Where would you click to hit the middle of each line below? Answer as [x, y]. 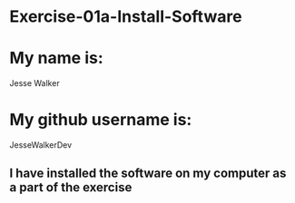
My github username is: [101, 120]
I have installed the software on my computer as [148, 174]
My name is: [57, 58]
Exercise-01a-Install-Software [126, 17]
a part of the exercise [71, 188]
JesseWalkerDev [41, 145]
